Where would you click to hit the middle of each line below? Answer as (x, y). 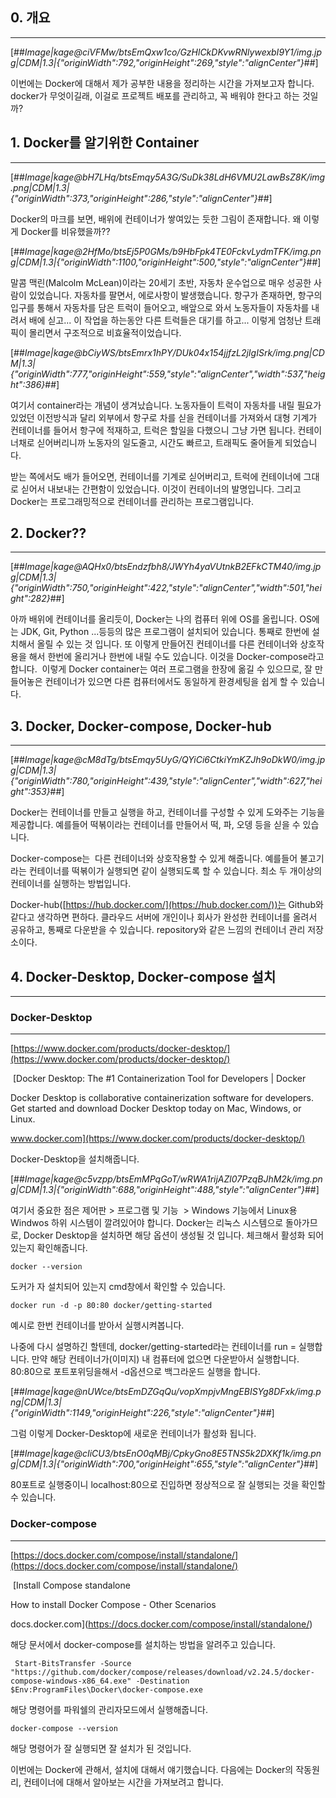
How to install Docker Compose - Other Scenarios (113, 1604)
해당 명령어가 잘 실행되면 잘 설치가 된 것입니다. (101, 1748)
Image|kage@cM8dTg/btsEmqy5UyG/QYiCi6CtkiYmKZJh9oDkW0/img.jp (175, 760)
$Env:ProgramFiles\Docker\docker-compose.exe (106, 1689)
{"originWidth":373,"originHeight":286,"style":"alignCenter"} (134, 198)
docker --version (46, 1267)
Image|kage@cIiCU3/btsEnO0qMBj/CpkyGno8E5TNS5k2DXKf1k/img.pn (173, 1454)
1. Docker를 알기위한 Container (105, 143)
